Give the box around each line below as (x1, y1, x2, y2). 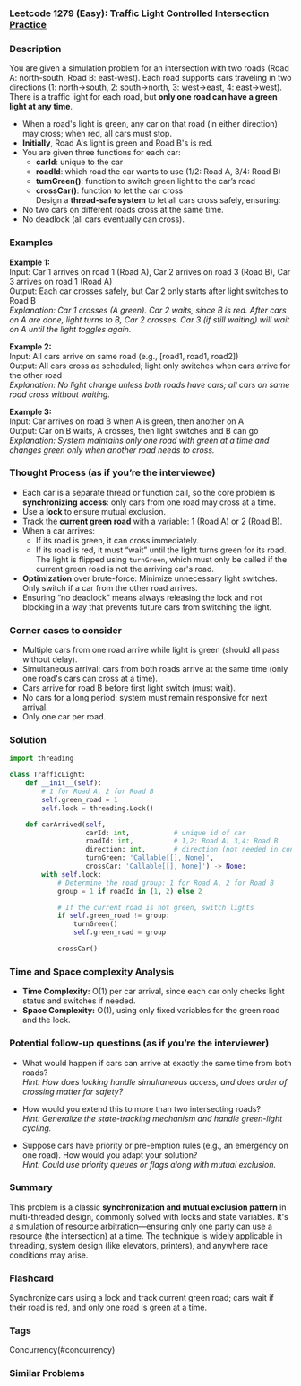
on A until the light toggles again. (9, 323, 132, 334)
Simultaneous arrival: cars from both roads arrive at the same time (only (21, 664, 288, 675)
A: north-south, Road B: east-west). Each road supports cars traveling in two (9, 73, 292, 84)
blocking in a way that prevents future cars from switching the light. (21, 601, 272, 613)
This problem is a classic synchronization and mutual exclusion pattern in (9, 1202, 287, 1213)
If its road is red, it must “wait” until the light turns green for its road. (35, 544, 287, 555)
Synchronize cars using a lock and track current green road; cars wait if (9, 1293, 275, 1303)
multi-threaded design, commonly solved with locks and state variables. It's (9, 1211, 289, 1222)
